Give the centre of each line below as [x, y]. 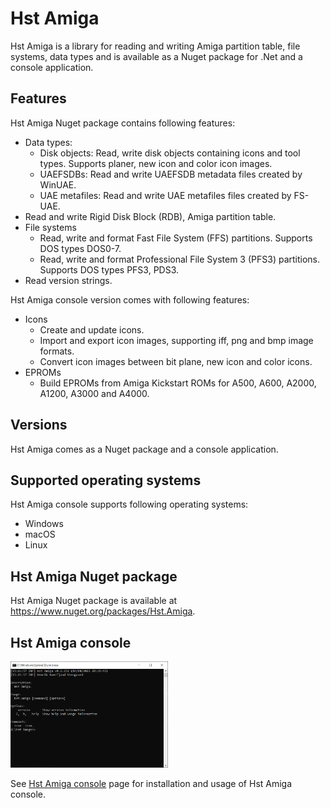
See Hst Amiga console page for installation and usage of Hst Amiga [151, 784]
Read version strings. [68, 280]
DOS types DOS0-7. [80, 248]
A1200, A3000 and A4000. [94, 393]
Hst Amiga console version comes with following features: [130, 299]
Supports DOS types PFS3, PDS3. [109, 269]
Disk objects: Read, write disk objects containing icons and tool [170, 153]
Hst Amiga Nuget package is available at [94, 601]
